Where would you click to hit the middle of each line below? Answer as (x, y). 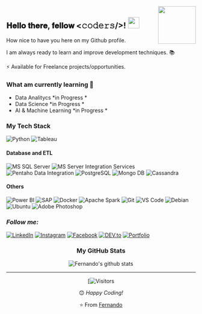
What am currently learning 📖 (50, 84)
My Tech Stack (29, 126)
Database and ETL (29, 153)
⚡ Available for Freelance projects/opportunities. (66, 66)
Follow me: (23, 222)
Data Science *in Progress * (50, 104)
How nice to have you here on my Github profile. (66, 40)
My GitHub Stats (101, 251)
